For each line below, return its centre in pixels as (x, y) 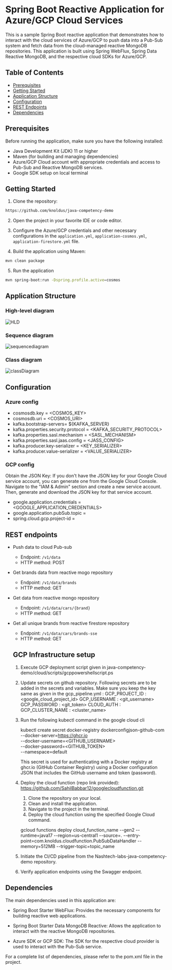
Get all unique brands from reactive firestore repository (71, 623)
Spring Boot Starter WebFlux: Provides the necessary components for (87, 910)
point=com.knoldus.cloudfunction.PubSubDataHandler (78, 841)
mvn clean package (25, 261)
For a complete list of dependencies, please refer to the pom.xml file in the (84, 956)
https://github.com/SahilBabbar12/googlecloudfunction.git (82, 788)
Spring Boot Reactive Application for (85, 10)
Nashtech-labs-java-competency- (131, 856)
